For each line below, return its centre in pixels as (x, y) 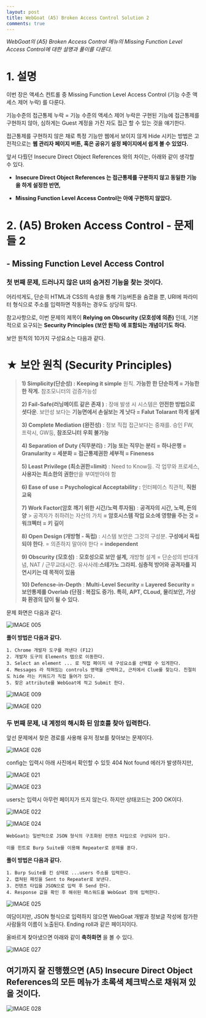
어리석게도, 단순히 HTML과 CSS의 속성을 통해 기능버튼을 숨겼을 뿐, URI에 (94, 297)
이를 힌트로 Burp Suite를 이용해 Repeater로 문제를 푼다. (72, 848)
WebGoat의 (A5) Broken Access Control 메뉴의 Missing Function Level (94, 42)
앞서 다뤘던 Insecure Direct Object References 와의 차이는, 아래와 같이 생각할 (100, 157)
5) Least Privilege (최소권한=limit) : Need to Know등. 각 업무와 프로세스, (110, 467)
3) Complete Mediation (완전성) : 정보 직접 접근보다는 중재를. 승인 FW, (108, 425)
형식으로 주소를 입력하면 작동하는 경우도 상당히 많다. (75, 305)
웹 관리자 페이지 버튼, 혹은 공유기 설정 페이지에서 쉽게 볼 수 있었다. (111, 144)
